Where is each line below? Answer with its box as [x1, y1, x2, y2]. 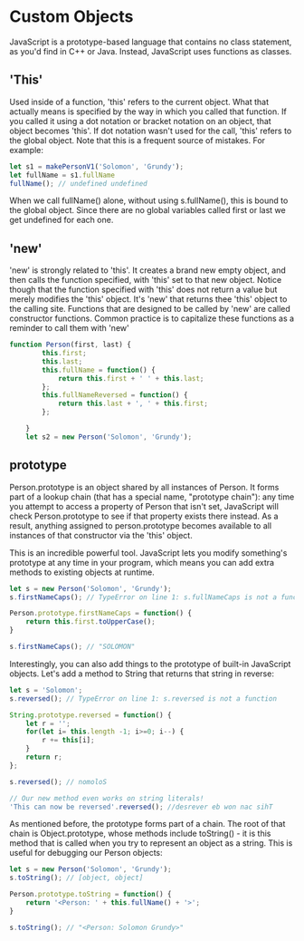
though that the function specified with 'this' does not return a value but [9, 284, 278, 296]
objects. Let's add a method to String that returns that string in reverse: [9, 668, 274, 679]
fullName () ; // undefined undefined [9, 179, 147, 188]
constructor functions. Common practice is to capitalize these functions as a [9, 313, 295, 324]
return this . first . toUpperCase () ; [25, 617, 156, 626]
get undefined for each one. [9, 215, 114, 226]
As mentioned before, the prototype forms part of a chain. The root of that [9, 819, 286, 829]
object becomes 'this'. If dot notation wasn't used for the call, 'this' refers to [9, 125, 292, 136]
